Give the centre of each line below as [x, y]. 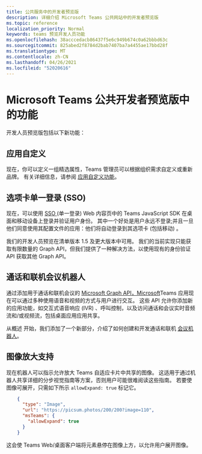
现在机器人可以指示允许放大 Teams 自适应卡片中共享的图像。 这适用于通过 [98, 372]
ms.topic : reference [32, 23]
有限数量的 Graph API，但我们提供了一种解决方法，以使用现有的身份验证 [101, 249]
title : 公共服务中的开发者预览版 [43, 12]
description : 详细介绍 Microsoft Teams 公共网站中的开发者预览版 [83, 18]
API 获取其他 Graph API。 [38, 256]
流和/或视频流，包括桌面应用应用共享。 [55, 315]
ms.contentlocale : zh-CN [37, 57]
